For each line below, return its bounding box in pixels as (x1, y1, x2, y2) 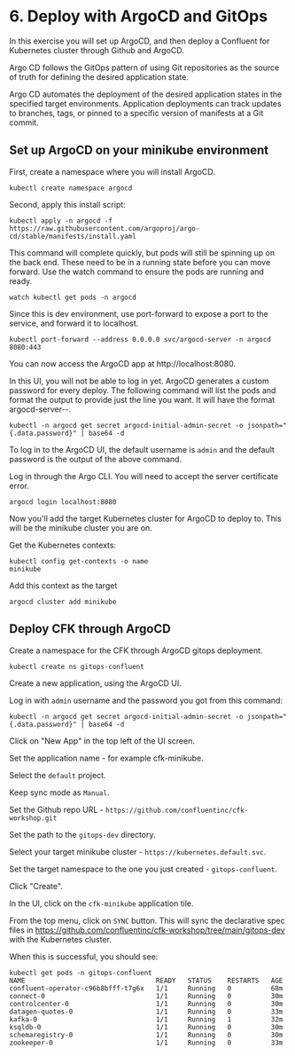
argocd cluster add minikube (9, 597, 117, 606)
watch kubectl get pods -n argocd (9, 293, 137, 302)
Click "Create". (9, 880, 64, 891)
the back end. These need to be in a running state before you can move (9, 256, 271, 267)
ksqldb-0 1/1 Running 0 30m (9, 1022, 283, 1031)
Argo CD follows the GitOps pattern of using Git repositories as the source (9, 62, 280, 73)
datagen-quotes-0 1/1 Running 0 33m (9, 1007, 283, 1016)
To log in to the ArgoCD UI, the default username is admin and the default (9, 444, 275, 454)
